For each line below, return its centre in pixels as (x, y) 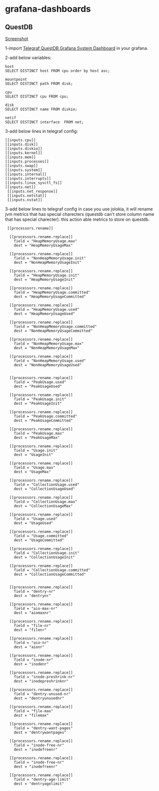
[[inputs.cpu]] (20, 140)
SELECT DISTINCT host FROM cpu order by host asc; (58, 71)
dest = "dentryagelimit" (39, 784)
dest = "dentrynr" (32, 596)
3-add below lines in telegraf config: (41, 131)
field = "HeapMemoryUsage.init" (47, 275)
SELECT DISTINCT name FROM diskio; (41, 109)
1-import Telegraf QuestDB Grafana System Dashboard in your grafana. (77, 48)
